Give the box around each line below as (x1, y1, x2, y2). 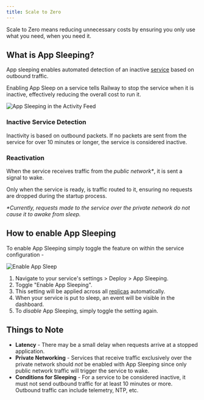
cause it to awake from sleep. (6, 211, 81, 218)
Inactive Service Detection (6, 118, 86, 126)
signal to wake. (6, 174, 44, 181)
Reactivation (6, 153, 44, 162)
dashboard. (15, 300, 44, 308)
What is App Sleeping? (6, 50, 94, 60)
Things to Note (6, 325, 64, 335)
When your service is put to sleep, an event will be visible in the (15, 294, 175, 301)
